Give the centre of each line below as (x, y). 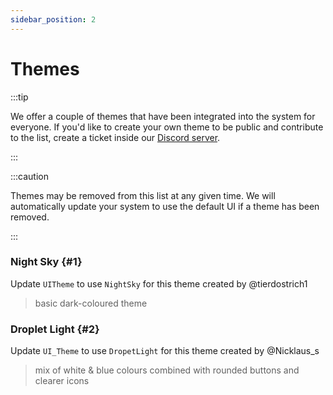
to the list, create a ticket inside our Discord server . (115, 137)
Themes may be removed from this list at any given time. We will (143, 195)
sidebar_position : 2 (53, 19)
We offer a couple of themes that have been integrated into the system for (163, 116)
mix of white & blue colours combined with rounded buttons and (167, 370)
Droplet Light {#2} (55, 329)
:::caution (30, 176)
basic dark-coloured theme (91, 303)
